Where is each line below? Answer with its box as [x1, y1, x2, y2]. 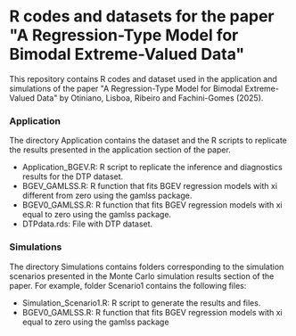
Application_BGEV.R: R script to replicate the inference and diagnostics [21, 162, 283, 173]
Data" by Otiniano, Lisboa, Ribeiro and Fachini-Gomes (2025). [37, 92, 264, 103]
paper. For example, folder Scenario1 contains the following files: [9, 280, 247, 291]
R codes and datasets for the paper [9, 6, 275, 27]
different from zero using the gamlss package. [21, 190, 193, 201]
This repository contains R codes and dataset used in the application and [9, 73, 278, 84]
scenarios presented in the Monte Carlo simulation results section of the [9, 270, 275, 282]
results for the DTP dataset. [21, 171, 124, 182]
